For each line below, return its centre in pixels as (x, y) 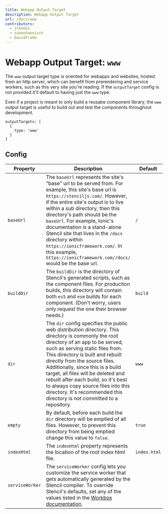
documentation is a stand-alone (83, 227)
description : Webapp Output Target (42, 14)
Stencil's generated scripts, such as (88, 277)
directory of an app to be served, (84, 342)
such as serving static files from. (84, 348)
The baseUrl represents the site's (85, 177)
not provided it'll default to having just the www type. (58, 92)
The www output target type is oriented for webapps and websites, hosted (80, 76)
